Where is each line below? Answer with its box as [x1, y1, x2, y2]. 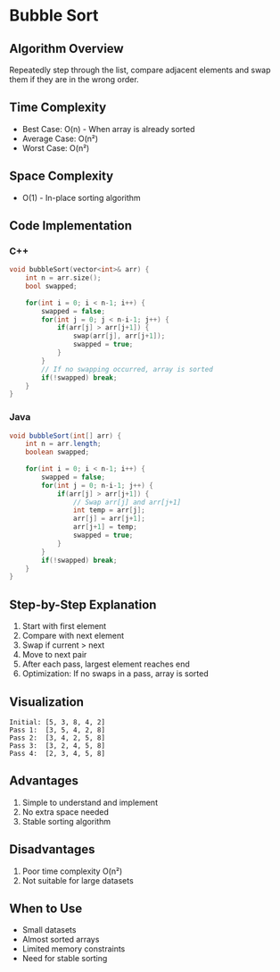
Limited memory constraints [21, 943, 126, 954]
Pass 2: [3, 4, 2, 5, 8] [9, 733, 105, 742]
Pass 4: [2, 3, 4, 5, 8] [9, 749, 105, 758]
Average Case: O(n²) [21, 133, 99, 144]
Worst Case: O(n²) [21, 142, 90, 153]
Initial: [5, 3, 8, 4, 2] [9, 717, 105, 726]
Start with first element [21, 621, 107, 632]
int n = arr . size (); [25, 273, 102, 282]
